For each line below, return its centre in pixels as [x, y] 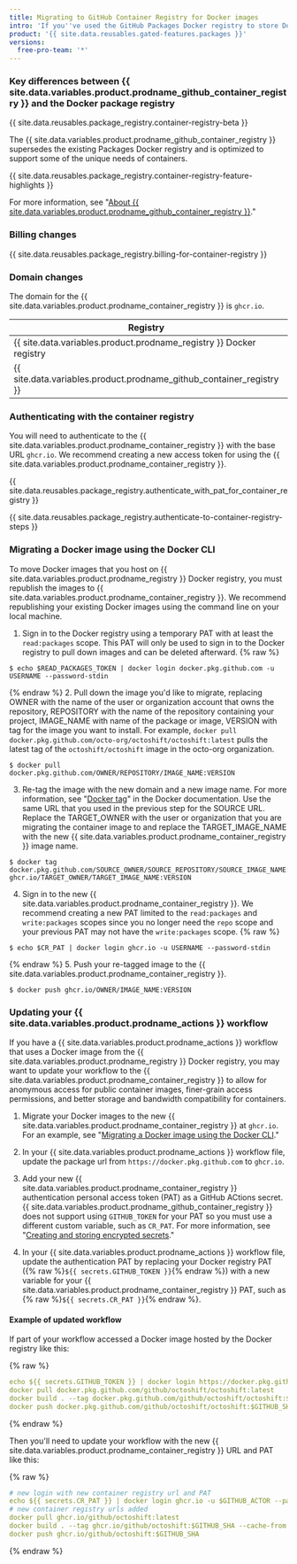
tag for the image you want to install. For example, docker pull [123, 730]
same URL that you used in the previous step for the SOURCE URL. [143, 808]
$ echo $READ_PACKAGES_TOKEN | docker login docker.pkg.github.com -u [142, 668]
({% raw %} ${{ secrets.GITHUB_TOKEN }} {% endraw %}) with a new [146, 1271]
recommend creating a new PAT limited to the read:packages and [140, 912]
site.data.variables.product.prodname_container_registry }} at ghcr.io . [150, 1125]
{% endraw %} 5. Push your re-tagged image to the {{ [107, 964]
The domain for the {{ [49, 297]
